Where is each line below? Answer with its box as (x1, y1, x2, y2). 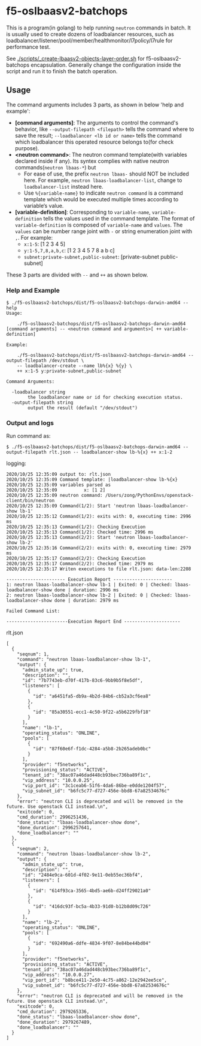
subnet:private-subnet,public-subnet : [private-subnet (23, 253, 160, 260)
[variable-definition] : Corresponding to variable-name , (14, 208, 151, 216)
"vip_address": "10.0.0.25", (22, 777, 95, 783)
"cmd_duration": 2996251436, (17, 814, 90, 821)
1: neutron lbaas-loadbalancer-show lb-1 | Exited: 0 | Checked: (6, 582, 172, 588)
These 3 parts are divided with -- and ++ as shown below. (6, 271, 148, 278)
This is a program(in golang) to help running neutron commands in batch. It (6, 24, 191, 31)
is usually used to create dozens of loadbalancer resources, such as (6, 30, 175, 37)
